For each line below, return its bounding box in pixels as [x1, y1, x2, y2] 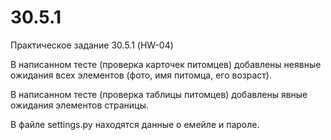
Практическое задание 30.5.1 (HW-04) [10, 39, 174, 51]
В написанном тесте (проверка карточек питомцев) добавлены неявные [10, 58, 322, 70]
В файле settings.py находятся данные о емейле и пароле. [10, 118, 260, 130]
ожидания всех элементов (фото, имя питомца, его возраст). [10, 69, 272, 81]
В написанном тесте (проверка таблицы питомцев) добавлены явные [10, 88, 308, 100]
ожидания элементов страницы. [10, 99, 149, 111]
